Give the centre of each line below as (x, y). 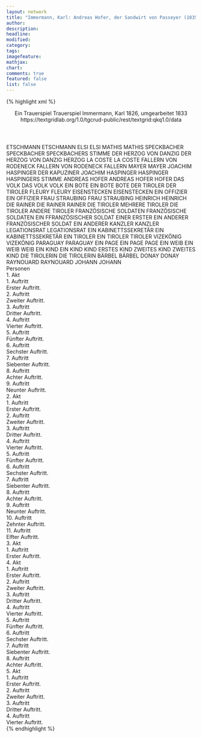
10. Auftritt (19, 518)
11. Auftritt (19, 530)
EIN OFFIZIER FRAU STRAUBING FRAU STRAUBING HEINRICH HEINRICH (96, 198)
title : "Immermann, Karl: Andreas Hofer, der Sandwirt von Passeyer (94, 17)
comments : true (25, 73)
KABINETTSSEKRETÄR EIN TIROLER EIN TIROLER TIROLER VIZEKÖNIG (94, 236)
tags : (13, 51)
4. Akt (14, 562)
